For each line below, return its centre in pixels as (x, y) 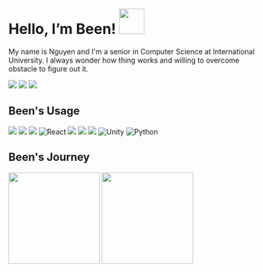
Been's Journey (50, 157)
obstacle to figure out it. (48, 68)
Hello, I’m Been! (62, 29)
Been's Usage (44, 111)
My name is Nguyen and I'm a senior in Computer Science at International (132, 51)
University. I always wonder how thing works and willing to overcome (124, 60)
